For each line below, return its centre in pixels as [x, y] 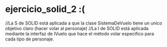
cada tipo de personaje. [30, 39]
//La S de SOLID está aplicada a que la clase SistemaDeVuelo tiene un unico [84, 23]
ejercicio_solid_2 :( [45, 9]
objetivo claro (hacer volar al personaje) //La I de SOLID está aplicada [77, 28]
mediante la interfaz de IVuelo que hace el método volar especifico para [80, 33]
